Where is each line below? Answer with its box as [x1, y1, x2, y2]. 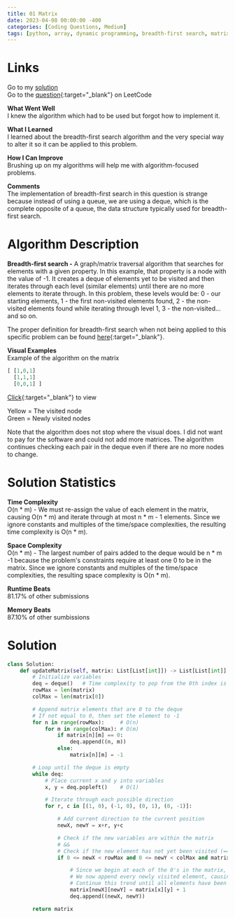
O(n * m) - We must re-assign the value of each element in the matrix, [7, 505, 208, 514]
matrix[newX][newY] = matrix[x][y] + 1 [69, 886, 187, 893]
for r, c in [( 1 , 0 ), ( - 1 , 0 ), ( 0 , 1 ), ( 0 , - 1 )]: [44, 803, 192, 810]
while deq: [32, 770, 64, 778]
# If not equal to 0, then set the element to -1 [32, 712, 180, 719]
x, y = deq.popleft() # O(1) [44, 783, 139, 790]
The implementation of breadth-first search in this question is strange [7, 190, 208, 198]
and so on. [7, 312, 38, 320]
